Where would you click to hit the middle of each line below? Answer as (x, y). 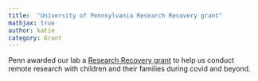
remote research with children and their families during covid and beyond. (129, 69)
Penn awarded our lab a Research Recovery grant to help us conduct (121, 60)
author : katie (32, 30)
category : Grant (35, 38)
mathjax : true (32, 23)
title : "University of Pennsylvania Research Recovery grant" (115, 15)
